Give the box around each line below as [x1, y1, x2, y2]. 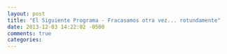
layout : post [7, 10, 46, 18]
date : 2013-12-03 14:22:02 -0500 [7, 23, 105, 30]
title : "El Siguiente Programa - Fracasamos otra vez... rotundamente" [7, 17, 221, 24]
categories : [7, 36, 42, 43]
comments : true [7, 29, 52, 37]
